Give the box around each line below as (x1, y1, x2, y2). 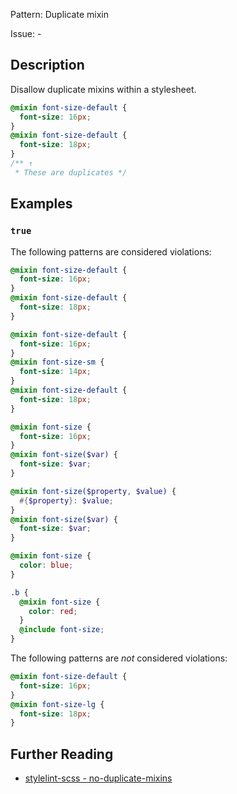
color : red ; (28, 606, 78, 616)
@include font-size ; (19, 625, 105, 635)
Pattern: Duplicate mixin (10, 9, 109, 20)
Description (10, 57, 85, 74)
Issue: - (10, 28, 42, 39)
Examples (10, 195, 73, 213)
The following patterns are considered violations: (10, 245, 212, 258)
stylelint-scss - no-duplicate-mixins (24, 772, 173, 784)
